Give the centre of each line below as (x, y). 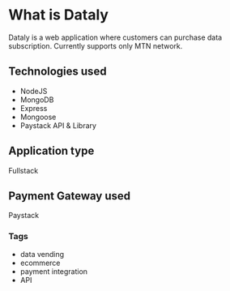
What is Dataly (59, 15)
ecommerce (40, 263)
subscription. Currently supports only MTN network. (96, 45)
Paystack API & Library (58, 125)
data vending (42, 254)
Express (34, 108)
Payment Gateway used (70, 196)
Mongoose (38, 117)
